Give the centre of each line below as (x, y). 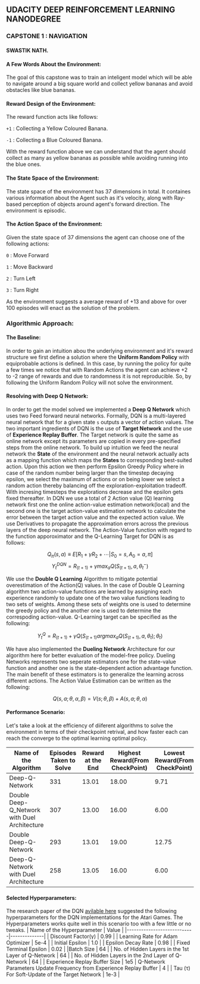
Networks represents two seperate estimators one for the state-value (91, 662)
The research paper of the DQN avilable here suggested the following (91, 911)
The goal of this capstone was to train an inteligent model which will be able (99, 78)
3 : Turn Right (22, 290)
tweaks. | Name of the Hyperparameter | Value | (65, 930)
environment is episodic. (36, 210)
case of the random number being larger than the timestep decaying (90, 473)
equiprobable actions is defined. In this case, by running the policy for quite (99, 363)
